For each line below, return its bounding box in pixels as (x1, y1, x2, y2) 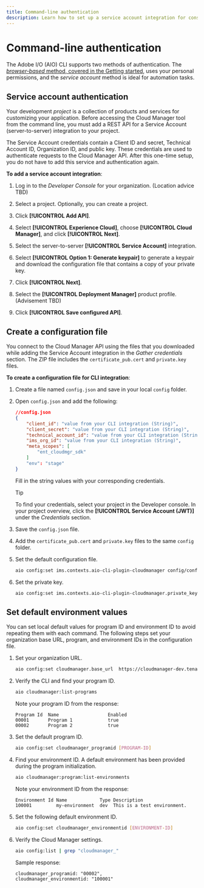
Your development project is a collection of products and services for (6, 108, 180, 115)
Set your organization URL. (15, 655, 83, 662)
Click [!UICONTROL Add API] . (15, 212, 90, 219)
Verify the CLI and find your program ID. (15, 677, 115, 684)
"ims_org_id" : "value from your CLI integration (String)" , (26, 438, 182, 444)
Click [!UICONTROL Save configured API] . (15, 309, 123, 316)
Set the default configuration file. (15, 555, 98, 563)
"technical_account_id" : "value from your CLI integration (26, 432, 179, 438)
